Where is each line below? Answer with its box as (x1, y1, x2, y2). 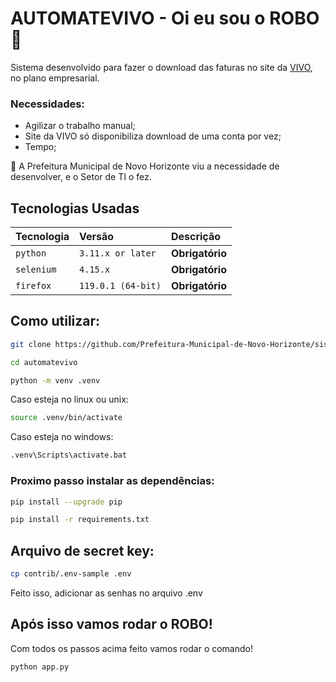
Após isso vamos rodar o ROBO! (10, 616, 213, 633)
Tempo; (24, 141, 57, 153)
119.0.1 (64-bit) (79, 280, 162, 292)
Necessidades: (10, 97, 85, 111)
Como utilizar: (10, 313, 101, 330)
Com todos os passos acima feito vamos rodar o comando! (10, 642, 253, 654)
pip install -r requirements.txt (10, 515, 150, 525)
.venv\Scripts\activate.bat (10, 450, 128, 461)
